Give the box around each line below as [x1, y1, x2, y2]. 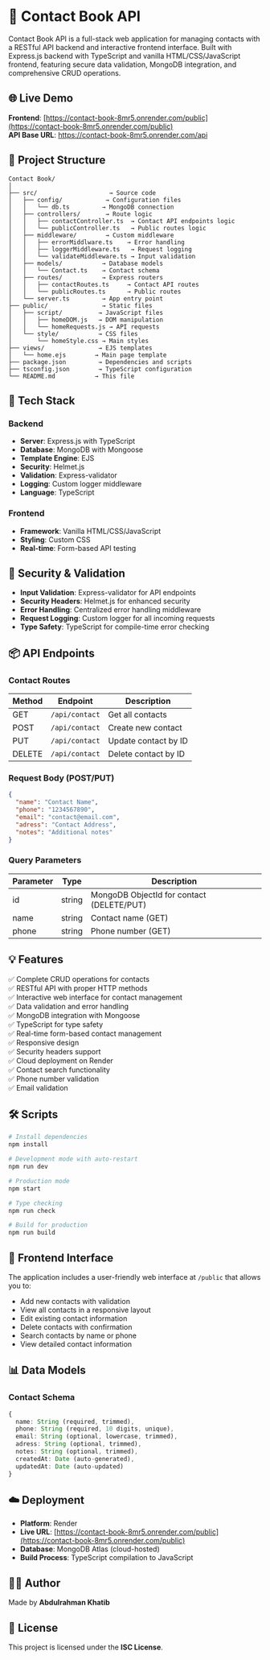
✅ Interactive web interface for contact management [8, 992, 183, 1002]
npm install [8, 1140, 48, 1149]
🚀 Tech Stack [8, 394, 76, 408]
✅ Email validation [8, 1083, 68, 1092]
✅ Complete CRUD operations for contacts [8, 974, 150, 983]
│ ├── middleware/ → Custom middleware [8, 231, 174, 239]
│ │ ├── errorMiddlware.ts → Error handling [8, 238, 185, 246]
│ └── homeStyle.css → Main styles [8, 337, 149, 345]
